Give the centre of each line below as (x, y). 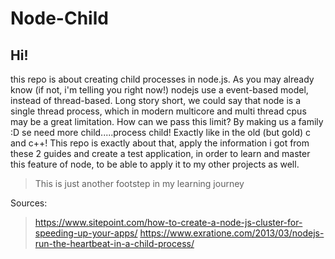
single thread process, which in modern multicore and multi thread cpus (158, 111)
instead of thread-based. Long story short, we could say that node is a (156, 100)
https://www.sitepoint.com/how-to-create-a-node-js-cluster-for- (168, 222)
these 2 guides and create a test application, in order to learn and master (160, 153)
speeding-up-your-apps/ (86, 233)
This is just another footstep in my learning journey (139, 183)
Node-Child (59, 18)
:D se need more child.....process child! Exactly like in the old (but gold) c (161, 132)
